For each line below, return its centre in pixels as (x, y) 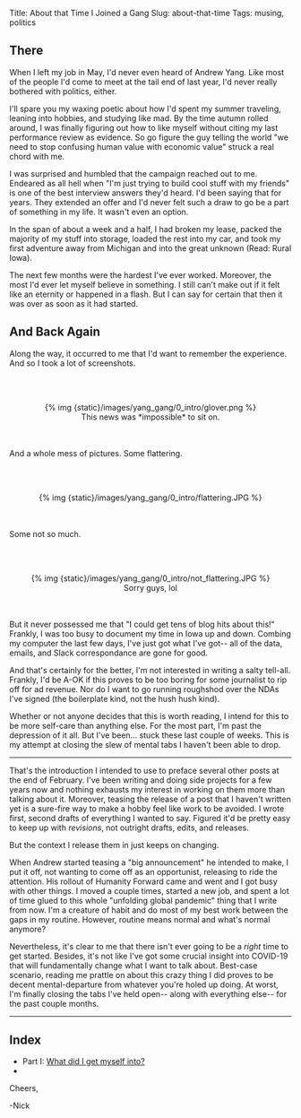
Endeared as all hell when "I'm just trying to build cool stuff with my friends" (149, 183)
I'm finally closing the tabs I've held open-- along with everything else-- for (148, 993)
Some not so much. (45, 533)
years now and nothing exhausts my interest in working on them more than (147, 789)
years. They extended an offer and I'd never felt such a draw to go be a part (149, 202)
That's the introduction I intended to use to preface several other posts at (144, 770)
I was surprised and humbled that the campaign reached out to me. (133, 173)
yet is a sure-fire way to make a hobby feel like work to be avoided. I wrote (147, 808)
